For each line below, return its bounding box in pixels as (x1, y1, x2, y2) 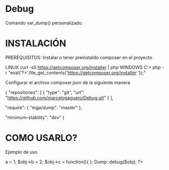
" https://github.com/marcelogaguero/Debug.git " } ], (5, 94, 114, 100)
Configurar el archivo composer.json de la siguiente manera (5, 79, 130, 85)
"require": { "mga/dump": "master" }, (5, 105, 82, 111)
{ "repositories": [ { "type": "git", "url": (5, 89, 85, 95)
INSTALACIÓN (5, 38, 66, 49)
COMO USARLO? (5, 132, 78, 144)
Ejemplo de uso (5, 149, 38, 155)
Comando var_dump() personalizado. (5, 20, 83, 26)
